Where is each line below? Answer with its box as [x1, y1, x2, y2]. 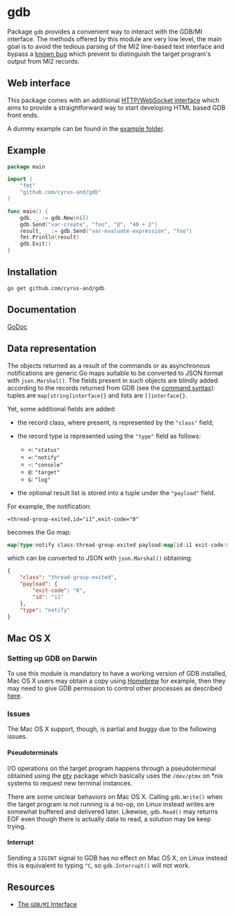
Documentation [7, 304, 77, 315]
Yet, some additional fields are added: [7, 404, 117, 413]
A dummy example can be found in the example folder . [7, 124, 165, 133]
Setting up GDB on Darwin [7, 653, 97, 663]
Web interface [7, 78, 71, 90]
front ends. [7, 111, 39, 119]
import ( [7, 176, 33, 183]
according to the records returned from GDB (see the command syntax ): [7, 383, 215, 392]
